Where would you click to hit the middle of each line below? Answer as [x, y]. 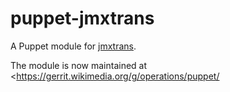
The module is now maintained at [79, 65]
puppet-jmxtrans [82, 18]
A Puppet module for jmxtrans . [73, 46]
